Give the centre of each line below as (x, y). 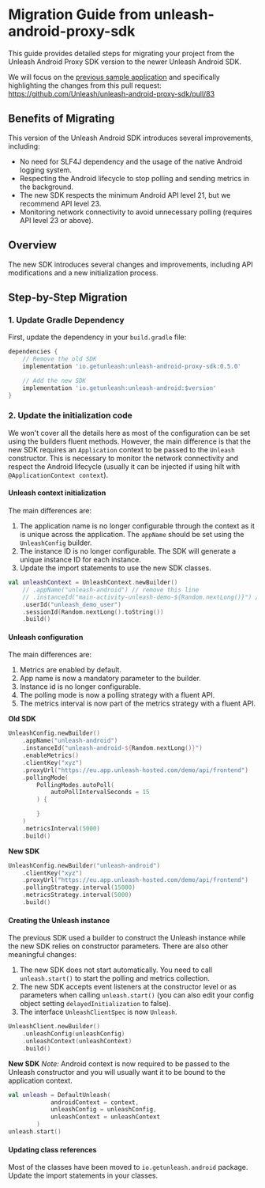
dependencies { (33, 352)
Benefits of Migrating (62, 119)
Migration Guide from (80, 15)
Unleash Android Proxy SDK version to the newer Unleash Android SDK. (125, 62)
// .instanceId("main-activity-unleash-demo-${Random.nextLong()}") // (142, 597)
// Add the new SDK (54, 380)
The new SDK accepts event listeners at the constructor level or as (128, 987)
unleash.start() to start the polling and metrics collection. (115, 978)
